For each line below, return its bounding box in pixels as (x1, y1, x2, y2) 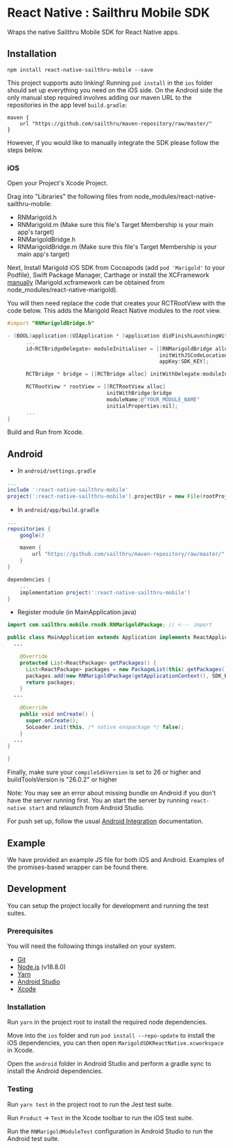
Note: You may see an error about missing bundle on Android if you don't (7, 789, 216, 797)
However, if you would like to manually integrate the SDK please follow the (7, 138, 220, 146)
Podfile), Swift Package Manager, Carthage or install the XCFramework (7, 271, 209, 279)
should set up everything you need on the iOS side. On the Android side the (7, 85, 223, 94)
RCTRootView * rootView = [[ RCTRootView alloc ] (25, 383, 166, 390)
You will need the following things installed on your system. (7, 942, 177, 950)
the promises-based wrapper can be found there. (7, 863, 149, 872)
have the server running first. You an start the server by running (7, 796, 189, 804)
